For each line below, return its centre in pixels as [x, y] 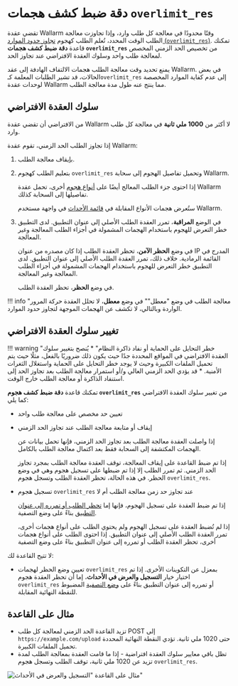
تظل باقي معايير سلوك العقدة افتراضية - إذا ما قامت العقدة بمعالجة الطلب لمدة [122, 654]
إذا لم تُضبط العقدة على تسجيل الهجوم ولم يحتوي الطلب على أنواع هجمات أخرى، [124, 526]
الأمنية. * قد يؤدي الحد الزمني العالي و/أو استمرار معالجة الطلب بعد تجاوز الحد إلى [114, 371]
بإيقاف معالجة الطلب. [46, 159]
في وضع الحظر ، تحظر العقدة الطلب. [66, 287]
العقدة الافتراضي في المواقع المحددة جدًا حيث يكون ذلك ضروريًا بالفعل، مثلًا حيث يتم [118, 355]
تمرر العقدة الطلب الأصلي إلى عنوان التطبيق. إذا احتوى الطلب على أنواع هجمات [122, 534]
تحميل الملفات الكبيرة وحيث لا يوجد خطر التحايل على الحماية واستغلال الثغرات [110, 363]
